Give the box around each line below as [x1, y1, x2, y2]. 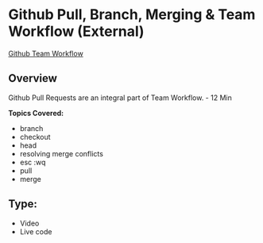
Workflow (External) [8, 22, 145, 40]
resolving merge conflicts [19, 148, 103, 158]
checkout [19, 132, 51, 141]
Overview [8, 71, 58, 85]
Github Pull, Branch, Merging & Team [8, 6, 256, 24]
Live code [19, 226, 52, 236]
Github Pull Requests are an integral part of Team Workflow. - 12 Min [8, 93, 232, 102]
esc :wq [19, 157, 46, 167]
